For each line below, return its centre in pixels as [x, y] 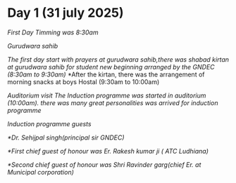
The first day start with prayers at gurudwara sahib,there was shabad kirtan [118, 59]
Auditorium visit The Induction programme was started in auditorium [107, 95]
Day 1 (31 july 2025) [66, 13]
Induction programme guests [49, 123]
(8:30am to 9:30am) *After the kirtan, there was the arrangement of [106, 74]
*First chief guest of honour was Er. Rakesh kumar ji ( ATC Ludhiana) [108, 151]
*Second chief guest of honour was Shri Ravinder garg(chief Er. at [104, 164]
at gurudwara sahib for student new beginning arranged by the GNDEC [111, 67]
